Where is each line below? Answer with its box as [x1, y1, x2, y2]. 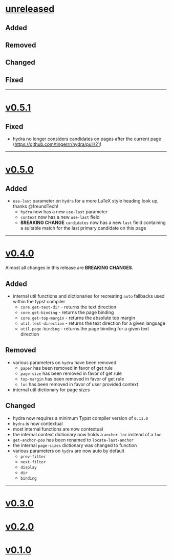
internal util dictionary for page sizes [12, 387, 90, 393]
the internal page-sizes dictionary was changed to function [12, 442, 137, 448]
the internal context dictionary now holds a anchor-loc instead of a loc [12, 431, 162, 437]
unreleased [5, 3, 55, 15]
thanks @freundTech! [12, 203, 59, 210]
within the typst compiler [12, 298, 66, 304]
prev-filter [20, 454, 46, 459]
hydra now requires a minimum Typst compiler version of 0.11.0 [12, 415, 148, 421]
